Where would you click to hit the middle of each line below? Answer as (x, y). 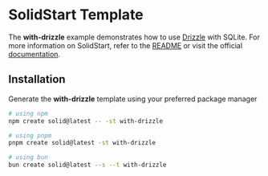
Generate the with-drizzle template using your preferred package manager (133, 99)
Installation (37, 79)
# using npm (28, 113)
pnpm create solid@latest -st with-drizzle (82, 143)
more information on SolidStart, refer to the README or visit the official (126, 45)
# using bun (28, 158)
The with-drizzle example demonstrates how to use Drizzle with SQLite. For (134, 37)
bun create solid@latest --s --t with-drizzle (87, 165)
